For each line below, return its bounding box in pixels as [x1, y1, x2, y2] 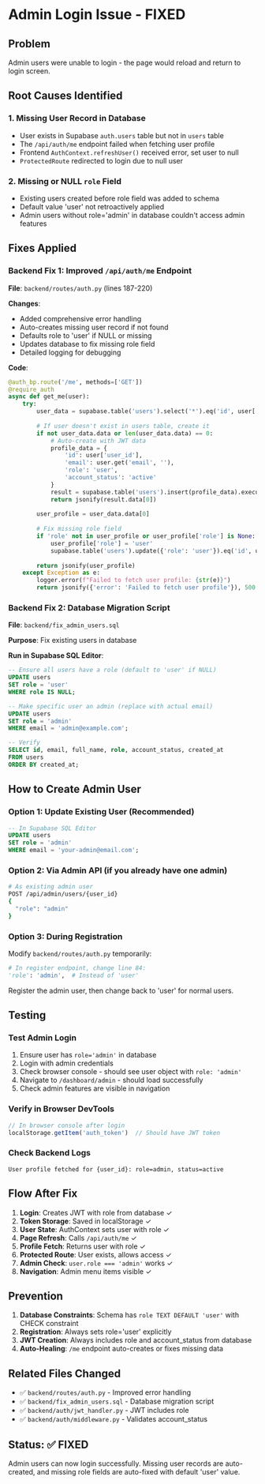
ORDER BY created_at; [8, 761, 80, 768]
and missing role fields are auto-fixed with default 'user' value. [36, 1467, 241, 1477]
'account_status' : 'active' [64, 474, 157, 482]
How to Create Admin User [8, 783, 142, 796]
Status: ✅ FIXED [8, 1437, 89, 1451]
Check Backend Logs [8, 1148, 91, 1159]
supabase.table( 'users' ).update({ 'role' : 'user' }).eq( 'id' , [50, 547, 252, 554]
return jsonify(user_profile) [36, 562, 136, 569]
